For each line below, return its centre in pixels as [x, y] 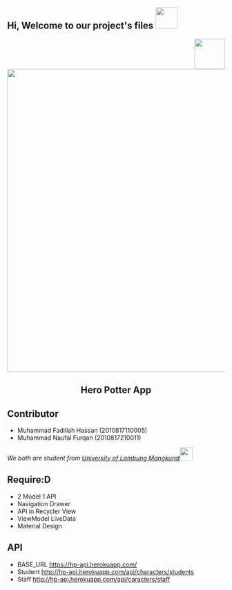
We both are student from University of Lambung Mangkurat [94, 458]
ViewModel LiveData [46, 518]
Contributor [33, 414]
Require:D [29, 480]
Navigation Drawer [44, 503]
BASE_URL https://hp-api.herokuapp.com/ [77, 564]
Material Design [39, 526]
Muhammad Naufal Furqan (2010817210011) [79, 438]
